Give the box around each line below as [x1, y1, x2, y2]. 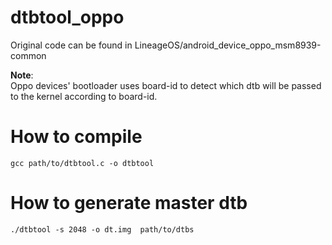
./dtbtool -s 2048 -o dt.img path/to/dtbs [10, 224, 195, 235]
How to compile [10, 126, 143, 148]
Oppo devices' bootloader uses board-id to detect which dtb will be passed [10, 79, 322, 91]
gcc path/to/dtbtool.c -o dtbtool [10, 158, 155, 168]
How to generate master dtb [10, 192, 248, 215]
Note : [10, 69, 34, 81]
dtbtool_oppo [10, 6, 125, 29]
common [10, 49, 47, 61]
